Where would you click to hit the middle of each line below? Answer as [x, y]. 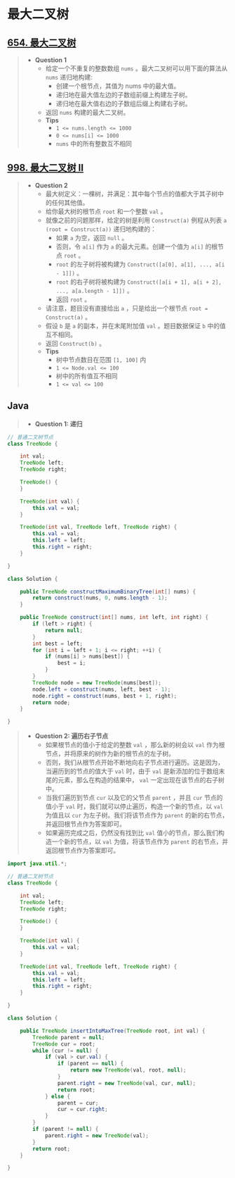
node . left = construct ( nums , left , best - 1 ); [102, 689]
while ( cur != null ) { [66, 1051]
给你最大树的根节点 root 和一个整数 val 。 [106, 211]
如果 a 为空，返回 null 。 [92, 237]
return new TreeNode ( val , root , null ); [128, 1070]
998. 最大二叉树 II [46, 168]
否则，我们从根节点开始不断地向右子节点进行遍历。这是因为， [135, 763]
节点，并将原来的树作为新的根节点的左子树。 [110, 753]
